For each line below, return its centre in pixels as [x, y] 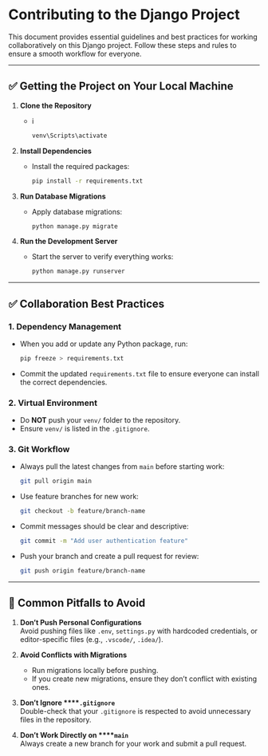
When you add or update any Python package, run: [104, 344]
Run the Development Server [69, 242]
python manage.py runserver [78, 272]
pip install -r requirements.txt [87, 181]
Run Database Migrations [63, 196]
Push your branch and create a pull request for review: [109, 557]
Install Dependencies [55, 151]
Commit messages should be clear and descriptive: [104, 526]
